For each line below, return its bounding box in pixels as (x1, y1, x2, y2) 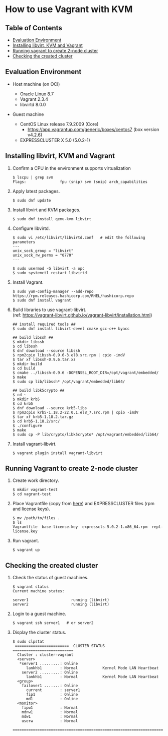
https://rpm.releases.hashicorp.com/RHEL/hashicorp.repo (12, 293, 134, 298)
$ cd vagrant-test (12, 492, 51, 497)
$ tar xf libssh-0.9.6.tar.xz (12, 357, 76, 362)
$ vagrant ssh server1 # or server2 (12, 621, 94, 626)
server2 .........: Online (22, 670, 78, 675)
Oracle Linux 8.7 (20, 91, 54, 97)
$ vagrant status (12, 584, 49, 589)
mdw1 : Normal (22, 714, 78, 719)
